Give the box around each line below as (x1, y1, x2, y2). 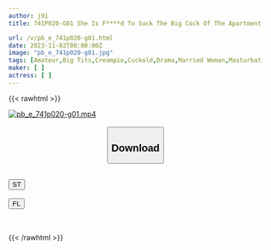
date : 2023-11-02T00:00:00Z (8, 41, 103, 49)
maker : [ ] (8, 64, 45, 73)
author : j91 (8, 11, 48, 20)
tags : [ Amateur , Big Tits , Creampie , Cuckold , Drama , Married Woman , (8, 56, 229, 65)
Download (111, 142, 160, 154)
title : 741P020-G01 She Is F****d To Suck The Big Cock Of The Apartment (8, 19, 262, 27)
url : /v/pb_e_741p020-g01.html (8, 34, 114, 42)
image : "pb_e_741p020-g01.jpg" (8, 49, 114, 57)
